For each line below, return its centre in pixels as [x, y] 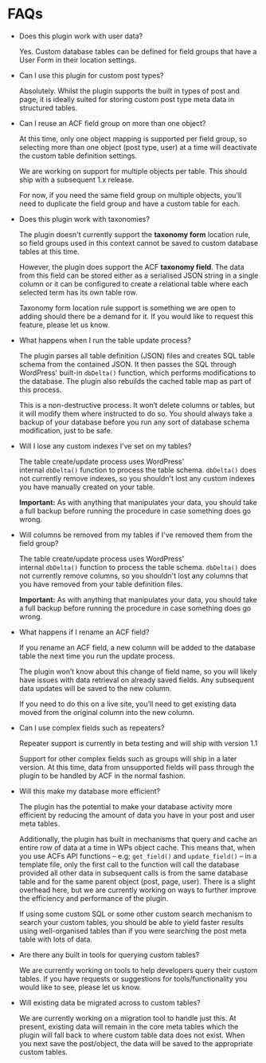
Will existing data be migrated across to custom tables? [110, 1002]
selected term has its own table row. [78, 292]
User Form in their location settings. [78, 60]
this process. [40, 389]
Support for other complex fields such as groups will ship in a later [128, 758]
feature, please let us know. [64, 325]
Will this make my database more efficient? [90, 791]
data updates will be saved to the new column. [95, 688]
